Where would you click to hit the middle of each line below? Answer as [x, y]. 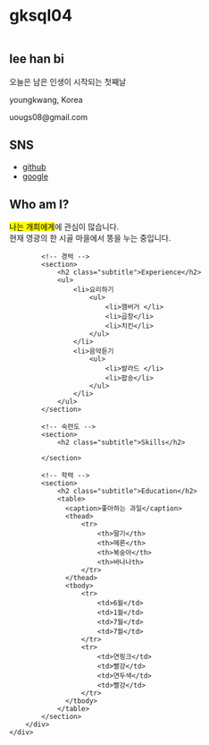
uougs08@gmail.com [49, 116]
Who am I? [39, 204]
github [34, 167]
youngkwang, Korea [46, 99]
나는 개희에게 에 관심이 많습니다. [64, 227]
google [35, 176]
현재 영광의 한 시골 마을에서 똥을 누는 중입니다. [90, 238]
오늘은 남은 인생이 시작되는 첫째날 [68, 81]
